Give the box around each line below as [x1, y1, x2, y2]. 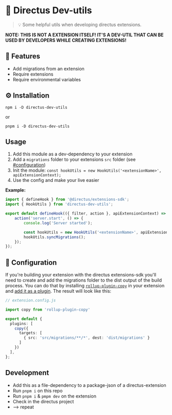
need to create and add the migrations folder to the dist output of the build [5, 277, 162, 283]
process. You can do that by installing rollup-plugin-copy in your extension [5, 283, 165, 289]
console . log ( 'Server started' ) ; [24, 220, 93, 225]
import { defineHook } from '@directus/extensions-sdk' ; [5, 197, 130, 202]
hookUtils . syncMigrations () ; [24, 235, 86, 240]
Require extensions [12, 71, 54, 77]
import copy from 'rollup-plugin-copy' [5, 307, 91, 312]
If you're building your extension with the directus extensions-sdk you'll [5, 272, 157, 278]
